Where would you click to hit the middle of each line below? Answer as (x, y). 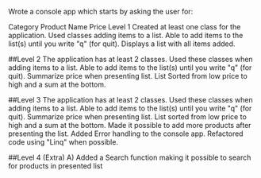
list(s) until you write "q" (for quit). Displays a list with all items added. (122, 44)
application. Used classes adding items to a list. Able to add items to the (126, 35)
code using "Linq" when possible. (63, 142)
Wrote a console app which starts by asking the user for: (101, 12)
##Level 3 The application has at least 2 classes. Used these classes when (130, 100)
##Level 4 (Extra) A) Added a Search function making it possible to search (130, 157)
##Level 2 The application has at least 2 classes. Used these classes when (130, 59)
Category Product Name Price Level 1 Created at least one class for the (125, 27)
